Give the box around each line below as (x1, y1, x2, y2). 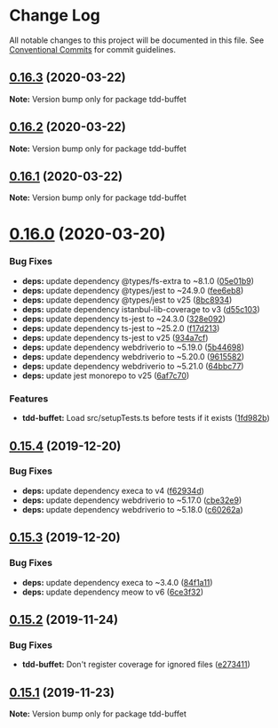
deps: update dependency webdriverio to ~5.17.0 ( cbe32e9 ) (21, 495, 242, 506)
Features (9, 392, 49, 405)
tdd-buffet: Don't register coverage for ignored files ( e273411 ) (21, 659, 250, 670)
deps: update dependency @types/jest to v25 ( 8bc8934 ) (21, 295, 233, 305)
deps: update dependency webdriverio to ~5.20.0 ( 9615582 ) (21, 351, 245, 361)
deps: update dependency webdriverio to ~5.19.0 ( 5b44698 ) (21, 342, 245, 352)
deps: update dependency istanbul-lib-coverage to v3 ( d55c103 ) (21, 303, 260, 314)
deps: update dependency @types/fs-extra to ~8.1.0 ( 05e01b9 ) (21, 275, 255, 286)
